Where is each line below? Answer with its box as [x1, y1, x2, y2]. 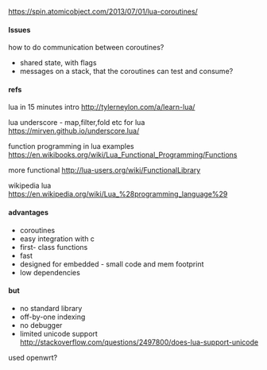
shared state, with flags [19, 58, 97, 68]
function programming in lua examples [8, 142, 134, 151]
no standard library [19, 303, 83, 313]
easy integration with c [19, 234, 95, 243]
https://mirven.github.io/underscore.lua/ [8, 127, 140, 136]
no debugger [19, 320, 63, 329]
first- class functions [19, 242, 88, 251]
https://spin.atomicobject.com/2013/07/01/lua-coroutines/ [8, 7, 199, 16]
